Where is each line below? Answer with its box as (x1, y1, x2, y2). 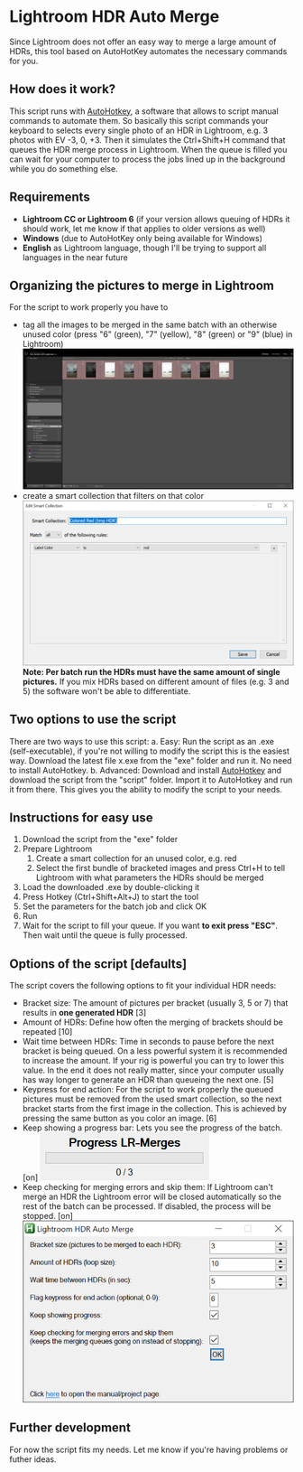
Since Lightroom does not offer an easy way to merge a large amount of (9, 36, 277, 47)
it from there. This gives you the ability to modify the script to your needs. (9, 783, 282, 794)
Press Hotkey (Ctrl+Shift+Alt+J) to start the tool (22, 892, 199, 903)
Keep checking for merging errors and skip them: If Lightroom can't (22, 1182, 273, 1193)
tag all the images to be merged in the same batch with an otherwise (22, 319, 278, 331)
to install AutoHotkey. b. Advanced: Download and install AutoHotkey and (9, 764, 282, 775)
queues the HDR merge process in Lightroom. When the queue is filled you (9, 144, 288, 155)
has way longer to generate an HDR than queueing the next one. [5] (22, 1074, 274, 1085)
